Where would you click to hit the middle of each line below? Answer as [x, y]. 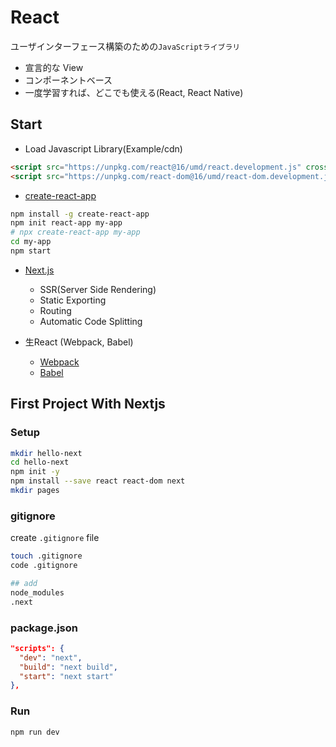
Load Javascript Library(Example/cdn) [103, 148]
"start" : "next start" [66, 676]
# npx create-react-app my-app [75, 232]
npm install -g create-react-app [80, 214]
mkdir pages [35, 491]
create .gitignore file [55, 538]
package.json [44, 628]
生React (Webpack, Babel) [79, 342]
